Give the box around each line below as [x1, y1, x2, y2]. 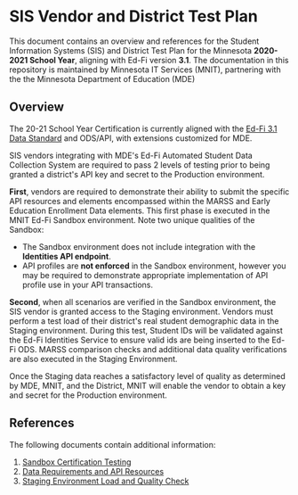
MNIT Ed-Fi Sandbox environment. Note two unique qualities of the [9, 214, 255, 225]
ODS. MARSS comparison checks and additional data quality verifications [17, 343, 287, 354]
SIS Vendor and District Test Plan [9, 6, 258, 27]
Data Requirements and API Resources [21, 466, 165, 476]
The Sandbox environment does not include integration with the [21, 241, 256, 252]
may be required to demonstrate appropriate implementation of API [21, 269, 269, 280]
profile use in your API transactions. [21, 279, 154, 290]
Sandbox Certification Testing [21, 457, 132, 467]
